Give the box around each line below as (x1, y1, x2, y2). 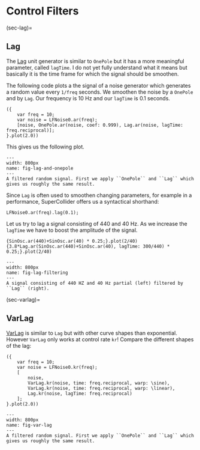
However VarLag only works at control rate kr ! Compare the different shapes (6, 335, 194, 343)
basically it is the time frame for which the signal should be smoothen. (6, 70, 179, 78)
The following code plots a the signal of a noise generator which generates (6, 82, 191, 89)
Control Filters (6, 4, 79, 18)
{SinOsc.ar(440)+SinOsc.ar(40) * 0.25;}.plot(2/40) (6, 238, 138, 244)
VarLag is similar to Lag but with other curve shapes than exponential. (6, 329, 178, 336)
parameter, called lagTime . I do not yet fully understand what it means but (6, 64, 187, 71)
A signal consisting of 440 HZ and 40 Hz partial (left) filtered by (6, 280, 184, 286)
